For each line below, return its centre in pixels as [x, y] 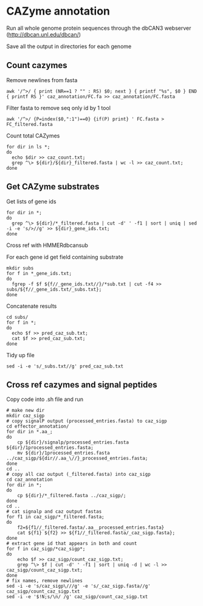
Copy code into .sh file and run [45, 399]
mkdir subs [20, 268]
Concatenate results [32, 306]
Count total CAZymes [33, 136]
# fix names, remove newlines [45, 581]
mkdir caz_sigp [26, 416]
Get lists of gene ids [31, 201]
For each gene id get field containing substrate [65, 257]
